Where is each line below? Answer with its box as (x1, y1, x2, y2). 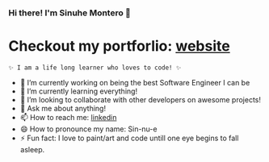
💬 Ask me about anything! (19, 103, 107, 113)
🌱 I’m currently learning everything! (19, 86, 138, 96)
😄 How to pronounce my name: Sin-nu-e (19, 124, 158, 134)
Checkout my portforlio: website (8, 37, 230, 56)
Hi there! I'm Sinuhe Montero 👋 (8, 7, 132, 19)
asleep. (19, 144, 45, 154)
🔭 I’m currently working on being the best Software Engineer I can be (19, 77, 250, 87)
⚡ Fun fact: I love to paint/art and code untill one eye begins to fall (19, 133, 239, 143)
